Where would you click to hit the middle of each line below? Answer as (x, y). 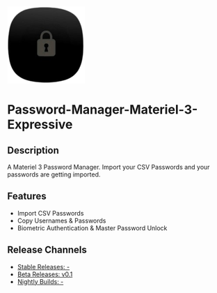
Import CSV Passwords (50, 213)
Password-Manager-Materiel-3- (103, 110)
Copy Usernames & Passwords (62, 220)
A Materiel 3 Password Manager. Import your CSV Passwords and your (108, 167)
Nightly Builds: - (40, 281)
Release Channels (47, 250)
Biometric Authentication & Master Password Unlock (92, 228)
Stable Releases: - (43, 266)
